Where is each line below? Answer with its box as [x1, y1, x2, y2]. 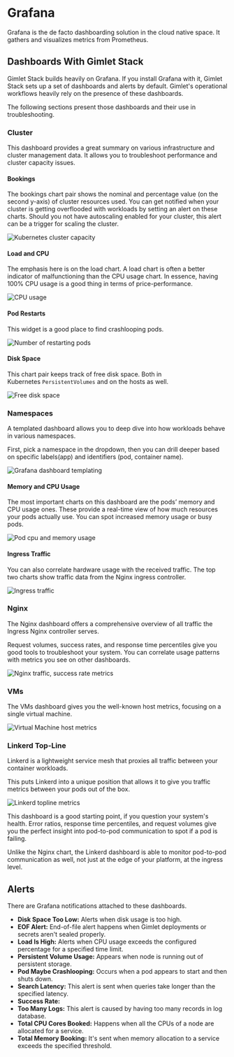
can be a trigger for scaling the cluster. [7, 220, 119, 228]
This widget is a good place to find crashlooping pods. [7, 325, 164, 333]
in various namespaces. [7, 432, 76, 440]
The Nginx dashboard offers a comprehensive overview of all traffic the [7, 619, 213, 627]
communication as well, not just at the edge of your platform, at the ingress [7, 856, 224, 864]
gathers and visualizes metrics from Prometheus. [7, 35, 149, 43]
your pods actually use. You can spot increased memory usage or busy [7, 513, 212, 521]
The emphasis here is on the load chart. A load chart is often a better [7, 264, 205, 274]
